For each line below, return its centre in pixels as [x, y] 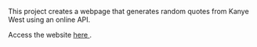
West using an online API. [49, 20]
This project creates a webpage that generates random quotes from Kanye [128, 11]
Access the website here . [50, 35]
